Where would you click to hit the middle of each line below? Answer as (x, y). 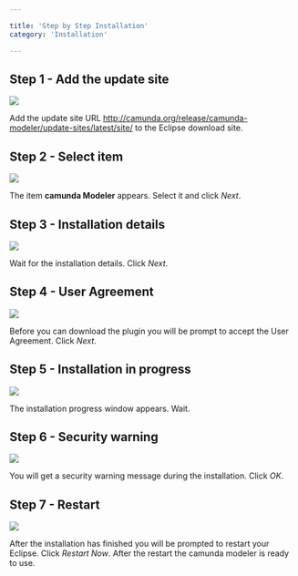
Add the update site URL (56, 118)
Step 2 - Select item (67, 156)
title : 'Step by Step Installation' (79, 26)
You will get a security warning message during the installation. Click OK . (147, 476)
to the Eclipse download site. (189, 128)
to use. (22, 563)
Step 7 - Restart (55, 504)
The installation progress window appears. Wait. (100, 408)
